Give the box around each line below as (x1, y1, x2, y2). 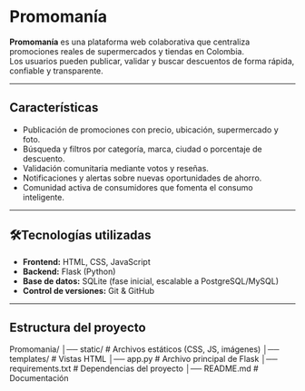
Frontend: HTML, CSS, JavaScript (22, 256, 152, 267)
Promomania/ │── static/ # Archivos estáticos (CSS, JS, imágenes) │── (9, 344, 280, 355)
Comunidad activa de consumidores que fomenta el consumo (22, 181, 253, 192)
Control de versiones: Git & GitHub (22, 285, 155, 296)
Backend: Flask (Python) (22, 266, 116, 277)
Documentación (9, 373, 70, 384)
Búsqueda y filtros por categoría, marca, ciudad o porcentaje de (22, 143, 262, 154)
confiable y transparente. (9, 65, 104, 76)
